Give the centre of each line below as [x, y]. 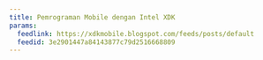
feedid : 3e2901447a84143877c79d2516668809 [96, 42]
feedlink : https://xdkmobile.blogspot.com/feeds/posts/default [135, 34]
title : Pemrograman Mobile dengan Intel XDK [92, 17]
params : [23, 26]
